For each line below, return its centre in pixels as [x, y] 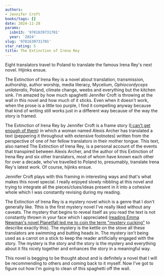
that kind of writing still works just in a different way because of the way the [82, 110]
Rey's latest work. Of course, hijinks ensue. [48, 167]
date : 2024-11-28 [23, 23]
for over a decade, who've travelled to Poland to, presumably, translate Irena [82, 162]
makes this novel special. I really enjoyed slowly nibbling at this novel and [79, 181]
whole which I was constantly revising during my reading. [63, 192]
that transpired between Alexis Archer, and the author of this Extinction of [79, 151]
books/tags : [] [21, 19]
